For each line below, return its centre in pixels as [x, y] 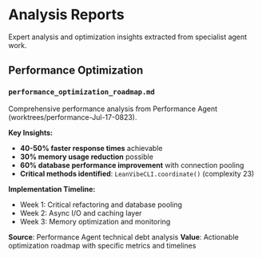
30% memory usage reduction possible [87, 157]
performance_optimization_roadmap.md [82, 92]
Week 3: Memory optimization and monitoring [95, 221]
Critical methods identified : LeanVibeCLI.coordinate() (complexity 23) [137, 173]
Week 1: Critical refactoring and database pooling [101, 204]
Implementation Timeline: [52, 189]
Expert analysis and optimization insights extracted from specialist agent [128, 37]
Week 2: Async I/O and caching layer [81, 212]
